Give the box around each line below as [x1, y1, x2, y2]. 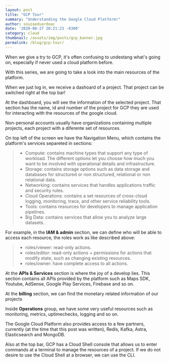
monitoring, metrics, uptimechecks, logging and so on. [5, 311, 119, 317]
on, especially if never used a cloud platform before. [5, 59, 114, 65]
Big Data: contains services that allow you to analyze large [25, 214, 147, 220]
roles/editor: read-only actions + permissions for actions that [25, 250, 152, 256]
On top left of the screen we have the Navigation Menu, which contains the [5, 134, 161, 141]
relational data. [25, 177, 57, 183]
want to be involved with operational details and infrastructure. [25, 161, 155, 167]
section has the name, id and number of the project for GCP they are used [5, 104, 159, 111]
